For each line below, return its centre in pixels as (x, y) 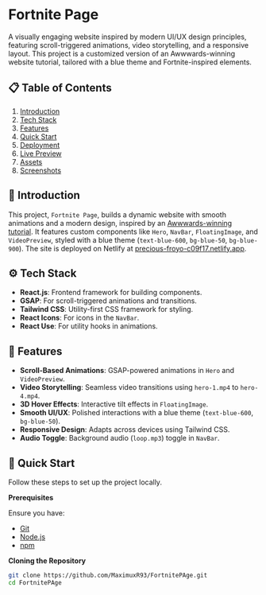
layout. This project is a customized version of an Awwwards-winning (122, 53)
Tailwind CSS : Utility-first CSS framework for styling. (106, 309)
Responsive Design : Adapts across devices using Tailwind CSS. (125, 430)
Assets (31, 161)
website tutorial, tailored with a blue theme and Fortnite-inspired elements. (130, 62)
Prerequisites (31, 498)
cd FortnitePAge (35, 582)
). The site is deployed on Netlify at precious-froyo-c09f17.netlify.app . (133, 248)
